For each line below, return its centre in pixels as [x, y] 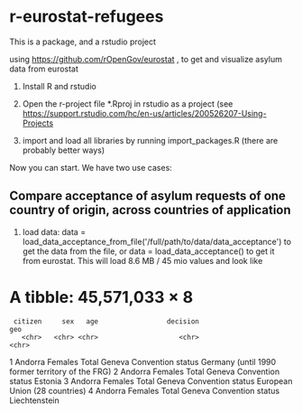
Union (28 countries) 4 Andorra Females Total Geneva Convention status [145, 390]
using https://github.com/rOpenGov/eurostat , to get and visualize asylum [146, 59]
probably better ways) [64, 150]
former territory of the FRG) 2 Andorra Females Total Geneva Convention [145, 371]
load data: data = [54, 231]
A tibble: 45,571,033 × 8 [101, 297]
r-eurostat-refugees [87, 17]
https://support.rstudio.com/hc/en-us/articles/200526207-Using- [145, 113]
